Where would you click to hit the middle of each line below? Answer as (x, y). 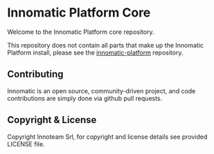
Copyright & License (52, 120)
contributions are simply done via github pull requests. (85, 98)
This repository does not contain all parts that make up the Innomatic (106, 45)
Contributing (35, 74)
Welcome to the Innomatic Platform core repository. (81, 32)
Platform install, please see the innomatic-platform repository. (95, 52)
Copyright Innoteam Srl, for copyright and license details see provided (107, 137)
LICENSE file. (26, 144)
